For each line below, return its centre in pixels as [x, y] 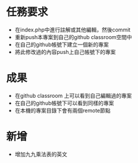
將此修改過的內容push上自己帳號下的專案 [65, 52]
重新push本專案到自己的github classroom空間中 [73, 37]
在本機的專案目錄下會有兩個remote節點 [63, 110]
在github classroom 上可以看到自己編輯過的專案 [73, 95]
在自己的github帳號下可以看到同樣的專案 [64, 103]
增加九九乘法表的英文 [41, 154]
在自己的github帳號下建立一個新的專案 [62, 44]
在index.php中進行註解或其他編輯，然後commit [73, 30]
